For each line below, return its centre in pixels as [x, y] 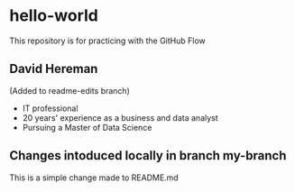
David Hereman [54, 69]
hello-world [54, 16]
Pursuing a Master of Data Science [87, 127]
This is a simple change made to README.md [94, 178]
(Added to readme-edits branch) [70, 90]
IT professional [50, 108]
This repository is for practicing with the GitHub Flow [107, 41]
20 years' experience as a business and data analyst [120, 117]
